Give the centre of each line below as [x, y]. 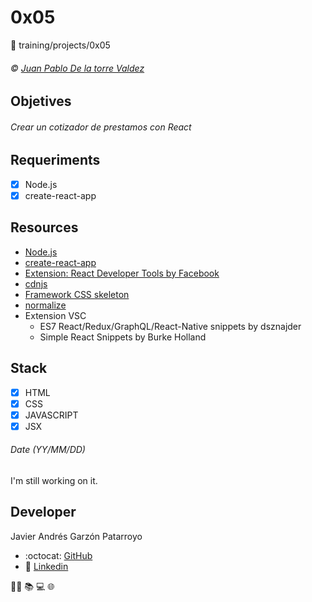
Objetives [41, 101]
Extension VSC [55, 315]
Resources [44, 227]
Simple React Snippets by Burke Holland [123, 337]
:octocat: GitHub [58, 555]
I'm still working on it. [54, 480]
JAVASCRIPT [51, 415]
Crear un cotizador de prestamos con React [101, 127]
